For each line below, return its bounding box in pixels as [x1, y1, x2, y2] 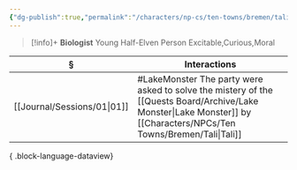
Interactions [184, 58, 237, 70]
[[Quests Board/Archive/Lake [136, 94, 259, 107]
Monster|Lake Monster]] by [136, 106, 252, 118]
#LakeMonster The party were [136, 72, 263, 85]
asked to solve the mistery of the [136, 84, 273, 96]
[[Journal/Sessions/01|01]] [13, 100, 129, 113]
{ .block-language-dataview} [9, 151, 114, 161]
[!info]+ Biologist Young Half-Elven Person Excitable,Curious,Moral [30, 37, 276, 48]
